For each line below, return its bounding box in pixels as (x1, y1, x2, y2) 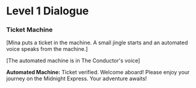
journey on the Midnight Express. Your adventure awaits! (6, 75, 147, 82)
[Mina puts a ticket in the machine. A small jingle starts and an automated (6, 39, 188, 46)
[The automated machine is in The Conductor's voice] (6, 57, 141, 64)
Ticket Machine (6, 26, 53, 34)
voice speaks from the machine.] (6, 45, 88, 53)
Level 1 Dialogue (6, 4, 89, 18)
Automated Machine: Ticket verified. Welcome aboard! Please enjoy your (6, 69, 190, 76)
